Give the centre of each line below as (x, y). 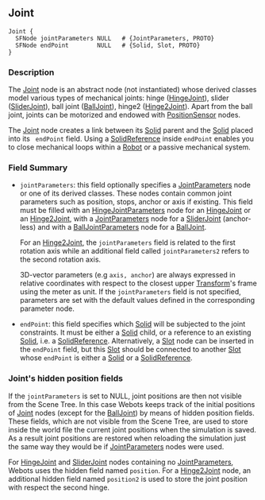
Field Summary (38, 168)
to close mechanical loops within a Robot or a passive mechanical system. (130, 147)
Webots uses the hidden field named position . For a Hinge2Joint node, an (130, 470)
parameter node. (47, 308)
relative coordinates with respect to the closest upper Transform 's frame (138, 283)
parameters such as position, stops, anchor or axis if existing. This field (136, 202)
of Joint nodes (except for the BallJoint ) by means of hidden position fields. (132, 413)
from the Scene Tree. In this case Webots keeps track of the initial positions (132, 404)
